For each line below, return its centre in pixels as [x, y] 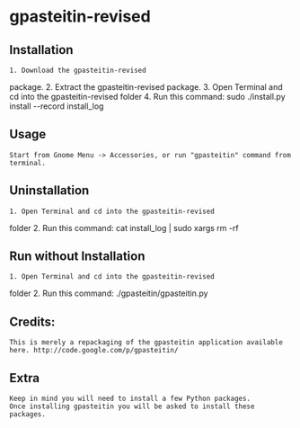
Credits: [32, 321]
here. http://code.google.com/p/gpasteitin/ [94, 351]
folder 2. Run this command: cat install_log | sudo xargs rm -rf [124, 227]
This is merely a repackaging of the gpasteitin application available [146, 343]
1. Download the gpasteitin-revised [78, 70]
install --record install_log [57, 106]
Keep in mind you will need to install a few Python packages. [130, 399]
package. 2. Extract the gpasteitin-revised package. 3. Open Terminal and [146, 87]
